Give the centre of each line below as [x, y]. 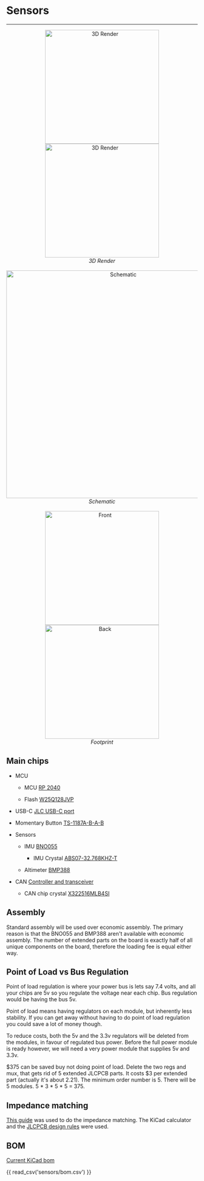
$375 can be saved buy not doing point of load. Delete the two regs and [96, 1067]
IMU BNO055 [41, 846]
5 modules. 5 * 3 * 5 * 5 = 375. [46, 1086]
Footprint [102, 742]
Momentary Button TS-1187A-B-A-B [59, 823]
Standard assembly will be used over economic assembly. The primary [95, 927]
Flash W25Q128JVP [49, 799]
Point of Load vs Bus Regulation [67, 972]
